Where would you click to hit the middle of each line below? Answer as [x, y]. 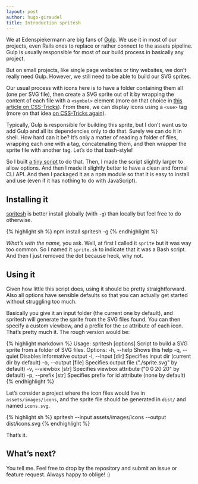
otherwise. [19, 220]
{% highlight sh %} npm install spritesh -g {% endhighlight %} [82, 232]
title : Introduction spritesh [44, 23]
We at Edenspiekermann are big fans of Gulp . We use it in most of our [92, 40]
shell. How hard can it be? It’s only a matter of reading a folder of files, [92, 138]
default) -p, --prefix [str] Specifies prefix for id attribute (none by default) [96, 375]
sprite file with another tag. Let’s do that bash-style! [69, 150]
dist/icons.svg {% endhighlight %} [48, 424]
